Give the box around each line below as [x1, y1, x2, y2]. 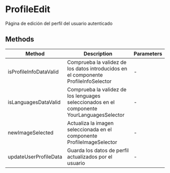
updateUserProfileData [8, 153, 62, 160]
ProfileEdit [5, 4, 51, 15]
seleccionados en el [67, 98, 115, 106]
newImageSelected [8, 129, 54, 136]
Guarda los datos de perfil [67, 147, 129, 154]
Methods [5, 35, 34, 44]
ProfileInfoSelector [67, 78, 112, 85]
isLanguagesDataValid [8, 98, 61, 106]
